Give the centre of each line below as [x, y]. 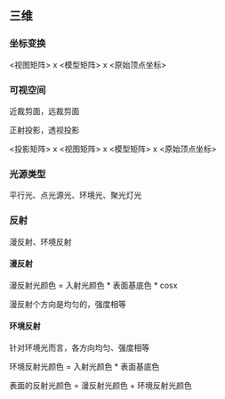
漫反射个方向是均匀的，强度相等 [68, 304]
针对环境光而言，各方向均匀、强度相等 [79, 347]
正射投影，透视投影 [44, 130]
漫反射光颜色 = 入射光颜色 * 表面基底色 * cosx [93, 285]
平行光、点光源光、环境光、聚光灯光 [76, 195]
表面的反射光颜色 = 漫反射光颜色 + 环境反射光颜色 [101, 385]
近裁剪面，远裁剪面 [44, 110]
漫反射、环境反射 [40, 241]
